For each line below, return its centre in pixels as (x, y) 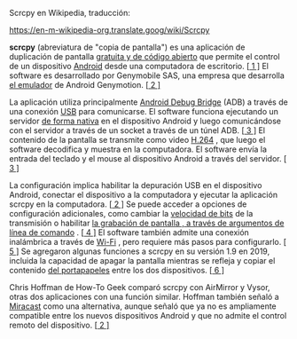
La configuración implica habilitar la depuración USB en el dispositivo (136, 185)
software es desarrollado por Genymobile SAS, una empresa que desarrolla (147, 75)
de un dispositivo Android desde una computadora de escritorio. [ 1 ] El (139, 66)
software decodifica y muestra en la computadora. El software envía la (138, 149)
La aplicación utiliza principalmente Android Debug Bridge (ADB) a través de (148, 102)
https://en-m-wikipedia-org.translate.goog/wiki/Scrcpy (109, 30)
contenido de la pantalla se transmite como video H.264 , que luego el (137, 140)
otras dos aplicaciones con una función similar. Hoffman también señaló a (144, 297)
